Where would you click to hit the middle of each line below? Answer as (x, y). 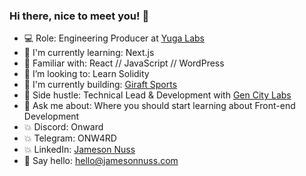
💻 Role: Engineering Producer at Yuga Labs (114, 38)
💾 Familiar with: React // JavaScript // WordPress (124, 63)
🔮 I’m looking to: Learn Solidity (86, 74)
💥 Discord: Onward (63, 127)
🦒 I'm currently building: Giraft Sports (100, 85)
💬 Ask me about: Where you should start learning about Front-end (159, 106)
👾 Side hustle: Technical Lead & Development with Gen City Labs (157, 95)
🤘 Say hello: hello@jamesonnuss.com (101, 161)
